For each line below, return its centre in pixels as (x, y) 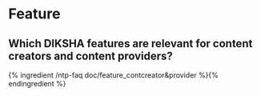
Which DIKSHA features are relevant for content (130, 44)
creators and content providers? (91, 56)
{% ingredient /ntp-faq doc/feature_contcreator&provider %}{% (113, 75)
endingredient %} (37, 84)
